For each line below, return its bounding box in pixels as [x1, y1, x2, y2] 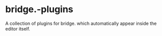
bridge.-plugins [5, 4, 74, 15]
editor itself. [5, 25, 31, 31]
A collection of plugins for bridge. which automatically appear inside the [5, 20, 157, 26]
